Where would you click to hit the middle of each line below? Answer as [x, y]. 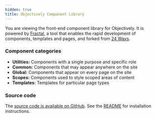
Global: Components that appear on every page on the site [72, 72]
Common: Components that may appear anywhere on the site [75, 67]
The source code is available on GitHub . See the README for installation [78, 106]
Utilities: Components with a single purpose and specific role [74, 62]
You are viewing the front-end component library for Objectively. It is [74, 28]
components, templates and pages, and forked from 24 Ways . [68, 38]
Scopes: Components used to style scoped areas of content [73, 77]
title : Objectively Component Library [45, 14]
